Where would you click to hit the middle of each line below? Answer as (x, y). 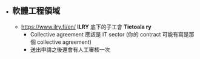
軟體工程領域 (36, 11)
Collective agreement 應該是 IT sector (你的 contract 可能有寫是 (109, 34)
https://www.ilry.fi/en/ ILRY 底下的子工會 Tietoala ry (86, 27)
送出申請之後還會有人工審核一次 (70, 49)
